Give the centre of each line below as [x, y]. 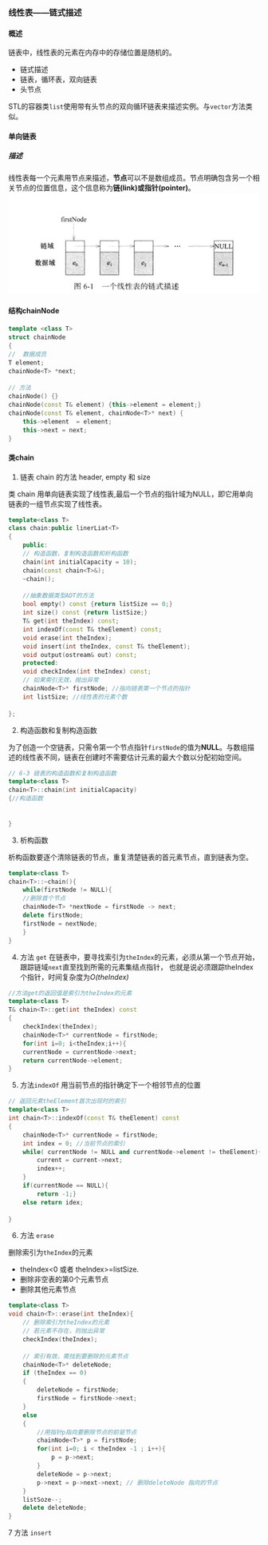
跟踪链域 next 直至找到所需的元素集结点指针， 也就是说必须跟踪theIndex [136, 967]
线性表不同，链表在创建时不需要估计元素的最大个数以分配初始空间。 [134, 757]
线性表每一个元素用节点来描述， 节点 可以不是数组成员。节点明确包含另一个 [130, 177]
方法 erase [37, 1236]
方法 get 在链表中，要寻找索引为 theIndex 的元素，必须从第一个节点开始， [139, 957]
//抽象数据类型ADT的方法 [58, 596]
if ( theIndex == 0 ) [55, 1373]
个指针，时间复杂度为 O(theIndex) [74, 977]
